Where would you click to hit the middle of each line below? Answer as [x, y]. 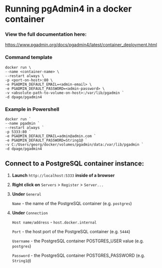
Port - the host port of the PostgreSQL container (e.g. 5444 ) [71, 231]
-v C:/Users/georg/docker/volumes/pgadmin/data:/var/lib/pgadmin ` [74, 145]
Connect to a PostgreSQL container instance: [74, 164]
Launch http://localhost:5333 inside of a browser [63, 175]
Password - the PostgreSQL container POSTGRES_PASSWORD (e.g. [78, 255]
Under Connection [30, 213]
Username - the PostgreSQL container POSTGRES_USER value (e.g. [78, 241]
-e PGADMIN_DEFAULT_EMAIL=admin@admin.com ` [51, 136]
